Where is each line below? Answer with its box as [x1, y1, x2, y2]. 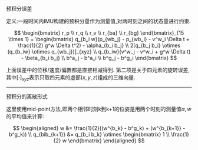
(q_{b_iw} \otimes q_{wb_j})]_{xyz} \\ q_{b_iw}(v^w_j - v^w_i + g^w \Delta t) [7, 48, 191, 55]
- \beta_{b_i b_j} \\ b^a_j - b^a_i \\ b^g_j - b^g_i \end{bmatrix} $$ [21, 55, 177, 61]
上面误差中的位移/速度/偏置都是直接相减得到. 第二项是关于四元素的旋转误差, [6, 66, 190, 74]
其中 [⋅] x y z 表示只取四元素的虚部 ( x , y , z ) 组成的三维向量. [6, 74, 136, 82]
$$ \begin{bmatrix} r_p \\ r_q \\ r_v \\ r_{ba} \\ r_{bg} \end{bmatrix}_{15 [14, 29, 184, 36]
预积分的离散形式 [6, 93, 48, 100]
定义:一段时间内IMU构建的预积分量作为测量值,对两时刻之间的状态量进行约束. [6, 18, 191, 25]
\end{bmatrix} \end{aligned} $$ [68, 137, 145, 144]
